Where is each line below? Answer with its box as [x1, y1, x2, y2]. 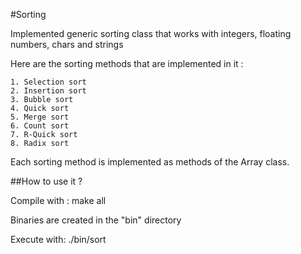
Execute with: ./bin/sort [10, 234, 107, 245]
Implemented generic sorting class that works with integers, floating [10, 28, 292, 39]
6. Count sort [10, 121, 70, 131]
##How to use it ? [10, 175, 83, 187]
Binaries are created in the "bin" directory [10, 214, 182, 226]
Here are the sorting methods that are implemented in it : [10, 58, 244, 69]
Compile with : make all [10, 195, 107, 206]
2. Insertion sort [10, 86, 87, 96]
